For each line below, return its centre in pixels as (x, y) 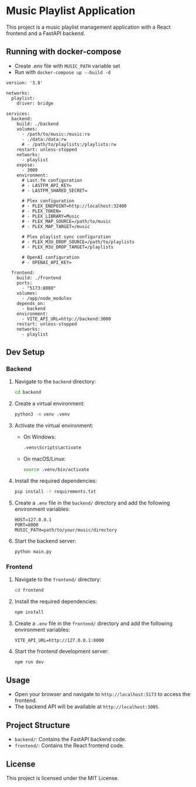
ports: (25, 283)
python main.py (33, 552)
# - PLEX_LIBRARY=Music (51, 216)
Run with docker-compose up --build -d (63, 72)
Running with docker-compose (64, 52)
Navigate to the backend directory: (55, 382)
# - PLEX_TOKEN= (41, 211)
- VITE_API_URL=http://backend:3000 (66, 319)
